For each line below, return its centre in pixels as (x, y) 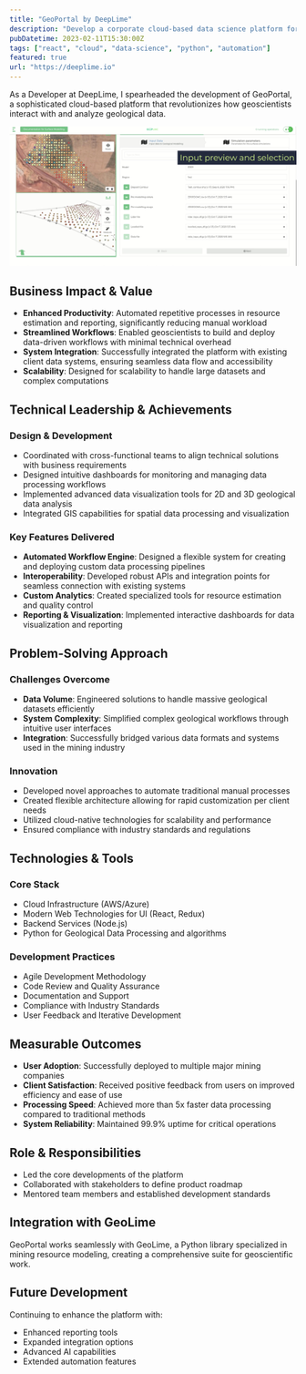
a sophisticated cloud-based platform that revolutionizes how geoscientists (151, 104)
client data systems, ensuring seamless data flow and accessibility (148, 362)
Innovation (34, 772)
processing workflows (64, 485)
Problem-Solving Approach (89, 653)
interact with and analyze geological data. (88, 113)
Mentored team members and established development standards (147, 1194)
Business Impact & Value (81, 291)
